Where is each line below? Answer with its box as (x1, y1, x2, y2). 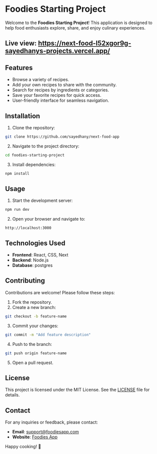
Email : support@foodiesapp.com (12, 429, 79, 435)
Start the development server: (12, 198, 73, 203)
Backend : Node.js (12, 257, 49, 263)
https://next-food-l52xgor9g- (38, 39, 131, 48)
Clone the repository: (12, 124, 55, 131)
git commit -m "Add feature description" (5, 332, 91, 337)
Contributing (5, 277, 45, 285)
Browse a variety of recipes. (12, 77, 70, 83)
